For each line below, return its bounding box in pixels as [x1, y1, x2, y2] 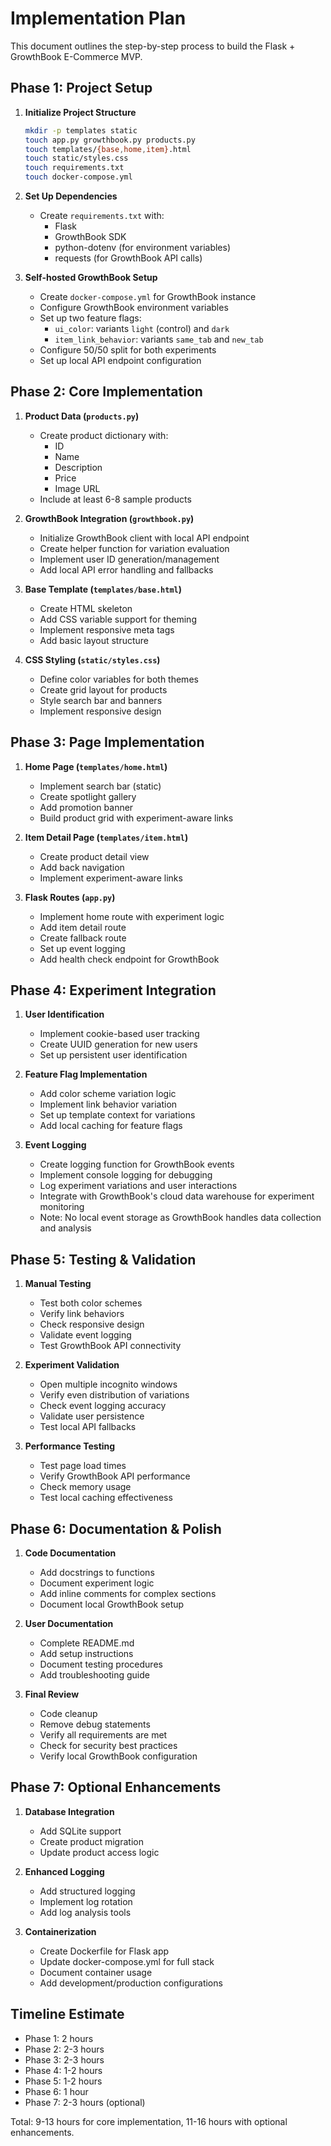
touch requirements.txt [24, 163, 125, 173]
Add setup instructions [39, 1648, 134, 1660]
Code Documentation [24, 1547, 117, 1559]
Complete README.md [39, 1637, 135, 1649]
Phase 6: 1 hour [24, 2085, 89, 2097]
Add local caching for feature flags [39, 1120, 183, 1132]
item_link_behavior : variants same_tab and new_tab [54, 333, 264, 345]
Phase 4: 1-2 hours [24, 2064, 103, 2076]
